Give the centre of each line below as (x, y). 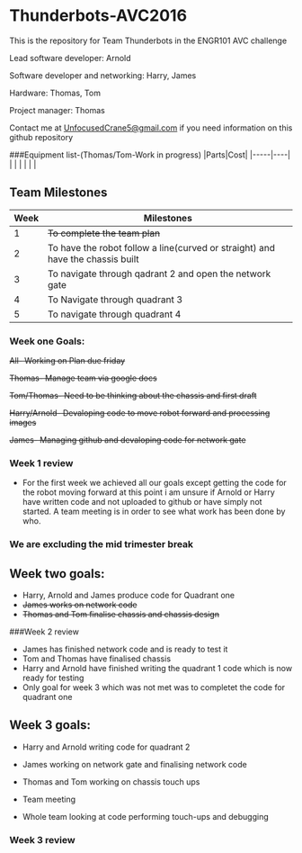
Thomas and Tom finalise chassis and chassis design (121, 615)
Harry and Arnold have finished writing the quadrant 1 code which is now (157, 669)
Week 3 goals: (50, 725)
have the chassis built (93, 259)
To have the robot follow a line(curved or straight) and (162, 247)
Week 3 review (42, 840)
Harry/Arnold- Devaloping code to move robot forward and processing (140, 413)
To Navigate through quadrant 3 (115, 300)
